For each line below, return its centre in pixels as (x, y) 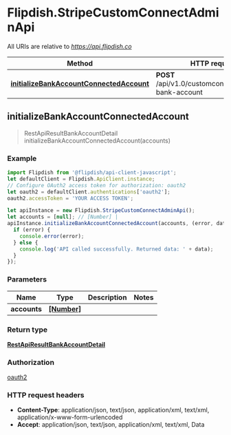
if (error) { (32, 230)
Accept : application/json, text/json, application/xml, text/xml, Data (111, 425)
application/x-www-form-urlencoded (70, 417)
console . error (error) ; (52, 236)
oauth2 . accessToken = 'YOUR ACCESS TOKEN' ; (70, 198)
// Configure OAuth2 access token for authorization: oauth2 (97, 185)
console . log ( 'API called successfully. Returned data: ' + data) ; (117, 249)
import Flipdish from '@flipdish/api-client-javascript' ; (92, 173)
